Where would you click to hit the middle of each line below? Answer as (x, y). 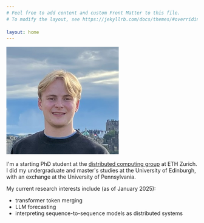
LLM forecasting (36, 207)
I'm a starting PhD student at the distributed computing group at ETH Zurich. (102, 164)
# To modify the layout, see (43, 19)
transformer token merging (49, 201)
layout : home (23, 32)
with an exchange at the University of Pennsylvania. (71, 177)
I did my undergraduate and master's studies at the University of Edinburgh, (101, 171)
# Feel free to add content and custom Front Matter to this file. (93, 13)
